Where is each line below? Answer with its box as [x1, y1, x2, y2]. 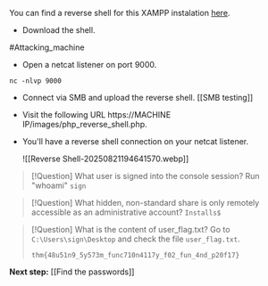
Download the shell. [21, 25, 96, 35]
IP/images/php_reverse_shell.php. [21, 119, 147, 129]
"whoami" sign [30, 180, 87, 191]
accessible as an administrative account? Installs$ [30, 207, 222, 217]
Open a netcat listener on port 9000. [21, 60, 157, 69]
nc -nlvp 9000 [9, 77, 63, 86]
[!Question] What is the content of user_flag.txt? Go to [30, 225, 230, 234]
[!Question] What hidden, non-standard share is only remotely [30, 198, 260, 208]
